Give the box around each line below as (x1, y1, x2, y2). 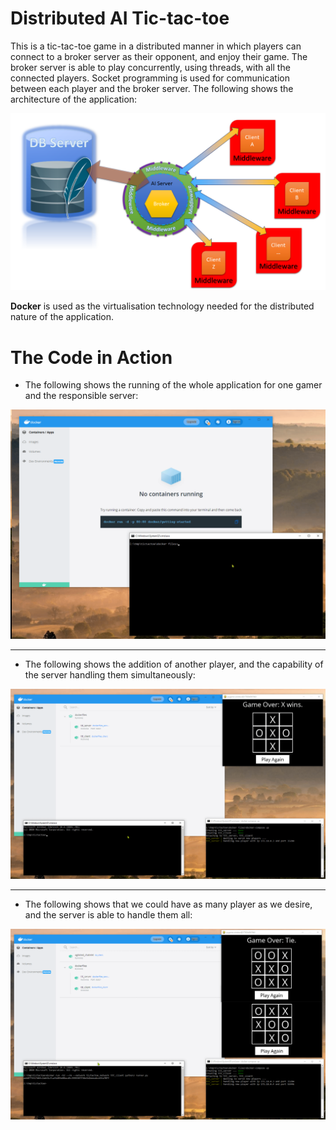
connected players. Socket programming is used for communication (10, 72, 291, 84)
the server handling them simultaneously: (24, 668, 196, 681)
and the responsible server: (24, 390, 139, 402)
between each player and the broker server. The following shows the (10, 82, 294, 94)
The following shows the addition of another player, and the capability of (24, 658, 324, 670)
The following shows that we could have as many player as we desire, (24, 898, 313, 911)
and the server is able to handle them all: (24, 909, 193, 921)
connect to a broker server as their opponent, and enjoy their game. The (10, 50, 308, 62)
